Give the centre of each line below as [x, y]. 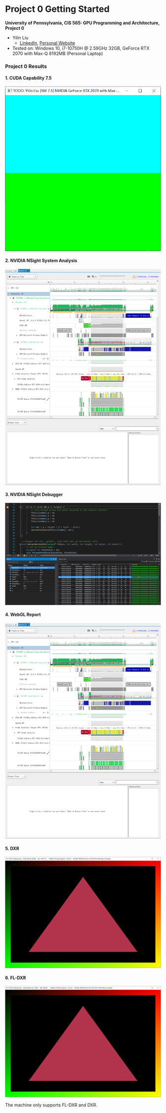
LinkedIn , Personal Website [47, 43]
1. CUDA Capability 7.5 [28, 78]
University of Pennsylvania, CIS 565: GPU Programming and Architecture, [82, 23]
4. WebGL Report [23, 614]
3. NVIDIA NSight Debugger [34, 495]
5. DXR [12, 849]
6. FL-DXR [16, 978]
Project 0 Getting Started [57, 9]
